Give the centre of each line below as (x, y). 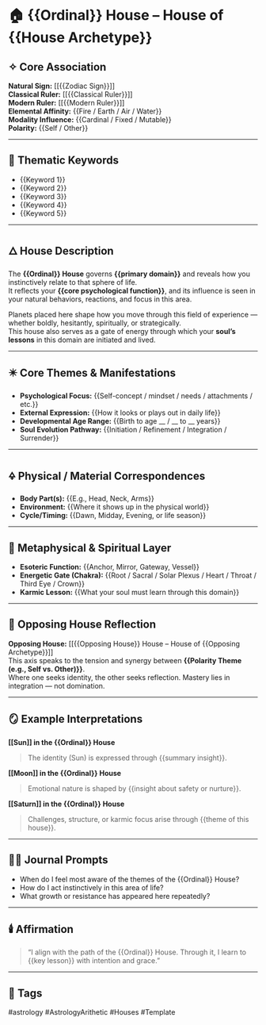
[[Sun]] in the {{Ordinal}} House (62, 742)
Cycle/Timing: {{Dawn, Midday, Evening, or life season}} (113, 516)
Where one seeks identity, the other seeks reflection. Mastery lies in (119, 677)
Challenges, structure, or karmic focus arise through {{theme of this (138, 819)
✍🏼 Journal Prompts (58, 860)
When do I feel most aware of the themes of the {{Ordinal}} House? (129, 879)
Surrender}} (39, 438)
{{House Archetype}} (80, 38)
